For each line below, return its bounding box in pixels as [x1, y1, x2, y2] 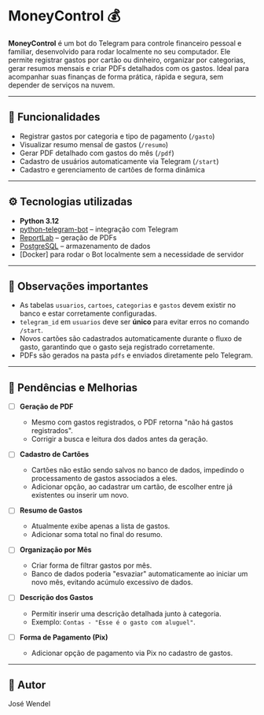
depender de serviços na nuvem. [8, 80, 115, 90]
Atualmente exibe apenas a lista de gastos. [31, 521, 170, 531]
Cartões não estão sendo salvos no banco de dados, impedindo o [31, 465, 245, 475]
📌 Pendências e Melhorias [8, 380, 138, 395]
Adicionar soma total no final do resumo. [31, 530, 163, 539]
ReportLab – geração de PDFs [19, 232, 117, 242]
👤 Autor [8, 678, 46, 691]
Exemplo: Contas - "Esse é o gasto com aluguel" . [31, 617, 196, 627]
